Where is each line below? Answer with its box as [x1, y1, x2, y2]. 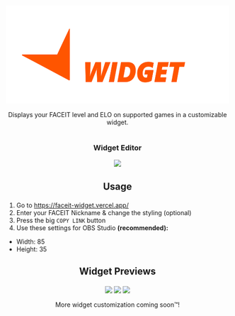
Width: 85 [16, 237, 45, 246]
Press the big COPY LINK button [16, 216, 106, 224]
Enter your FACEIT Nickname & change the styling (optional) [16, 208, 192, 217]
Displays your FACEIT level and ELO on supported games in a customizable [8, 111, 227, 119]
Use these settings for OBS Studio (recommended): [16, 223, 168, 232]
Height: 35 [16, 244, 47, 254]
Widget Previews [79, 266, 156, 278]
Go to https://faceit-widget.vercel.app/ [16, 201, 130, 209]
